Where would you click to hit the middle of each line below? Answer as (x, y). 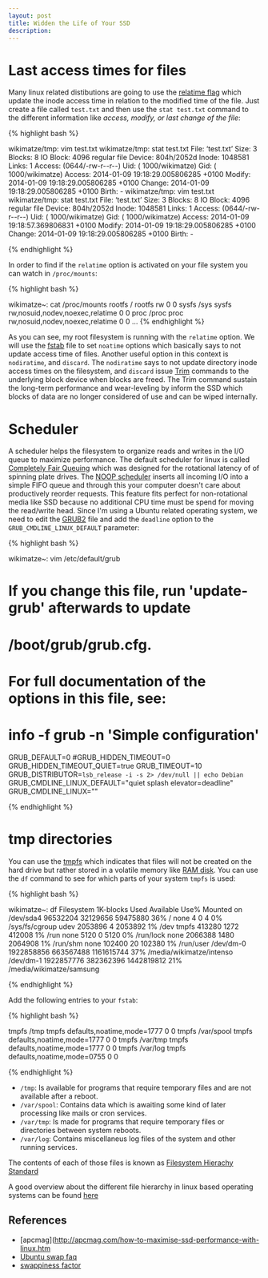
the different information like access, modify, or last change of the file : (125, 118)
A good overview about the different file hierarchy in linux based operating (131, 1187)
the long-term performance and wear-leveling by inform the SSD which (126, 388)
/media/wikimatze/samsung (54, 969)
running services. (48, 1147)
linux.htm (35, 1248)
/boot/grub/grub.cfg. (80, 645)
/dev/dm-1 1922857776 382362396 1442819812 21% (95, 960)
